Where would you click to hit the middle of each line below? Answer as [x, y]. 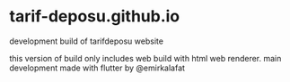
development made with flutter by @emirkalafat [97, 68]
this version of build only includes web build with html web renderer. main [145, 58]
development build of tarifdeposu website [87, 41]
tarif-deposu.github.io [95, 16]
